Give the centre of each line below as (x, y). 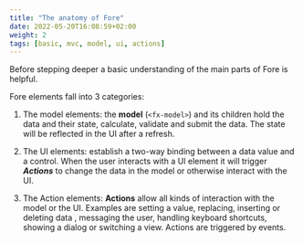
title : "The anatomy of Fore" (67, 18)
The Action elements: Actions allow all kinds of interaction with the (149, 198)
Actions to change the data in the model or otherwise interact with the (155, 171)
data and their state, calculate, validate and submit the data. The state (154, 124)
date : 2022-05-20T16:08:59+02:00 (73, 26)
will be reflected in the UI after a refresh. (99, 134)
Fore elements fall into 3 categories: (77, 97)
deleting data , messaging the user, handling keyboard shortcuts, (145, 218)
